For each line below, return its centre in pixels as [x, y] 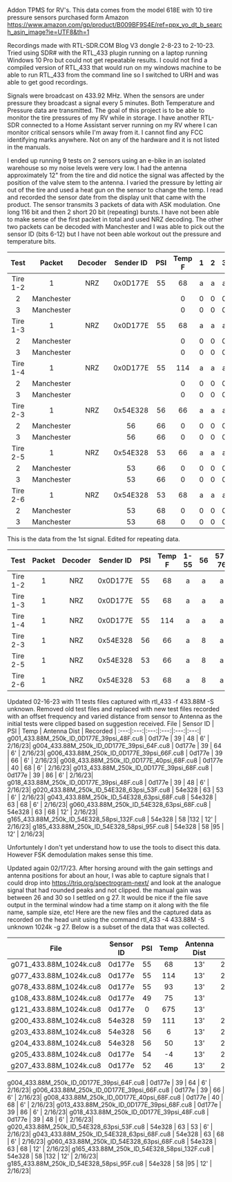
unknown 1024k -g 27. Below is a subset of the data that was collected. [108, 927]
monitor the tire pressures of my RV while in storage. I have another [103, 118]
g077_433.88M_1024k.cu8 [56, 975]
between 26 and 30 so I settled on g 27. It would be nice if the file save [108, 898]
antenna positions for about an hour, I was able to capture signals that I [108, 875]
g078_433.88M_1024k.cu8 [56, 987]
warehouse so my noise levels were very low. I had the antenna [97, 168]
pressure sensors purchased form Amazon [68, 17]
